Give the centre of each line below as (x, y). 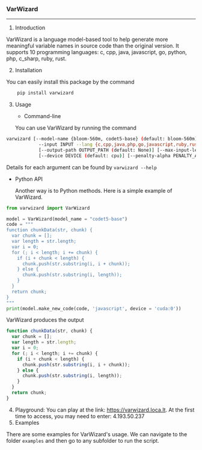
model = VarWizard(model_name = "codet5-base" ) (67, 219)
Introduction (30, 28)
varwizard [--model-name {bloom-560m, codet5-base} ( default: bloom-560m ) (102, 139)
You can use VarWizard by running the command (76, 128)
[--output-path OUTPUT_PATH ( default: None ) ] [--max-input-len (119, 150)
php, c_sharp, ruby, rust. (36, 58)
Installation (29, 70)
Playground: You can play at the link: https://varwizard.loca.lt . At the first (105, 410)
